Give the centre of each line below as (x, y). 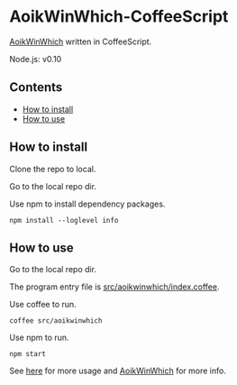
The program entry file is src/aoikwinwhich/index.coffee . (114, 287)
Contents (36, 87)
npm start (28, 354)
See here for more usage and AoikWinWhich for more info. (118, 371)
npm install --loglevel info (64, 220)
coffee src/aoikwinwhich (56, 321)
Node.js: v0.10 (36, 59)
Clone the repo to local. (53, 169)
